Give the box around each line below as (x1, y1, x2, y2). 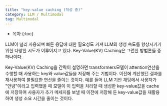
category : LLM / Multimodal (5, 12, 64, 17)
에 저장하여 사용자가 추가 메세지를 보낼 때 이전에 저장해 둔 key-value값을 (5, 89, 146, 95)
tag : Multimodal (5, 16, 39, 21)
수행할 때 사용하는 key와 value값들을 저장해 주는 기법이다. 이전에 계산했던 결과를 (5, 71, 162, 77)
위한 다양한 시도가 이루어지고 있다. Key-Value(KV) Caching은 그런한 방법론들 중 (5, 48, 161, 54)
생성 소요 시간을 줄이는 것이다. (14, 96, 73, 102)
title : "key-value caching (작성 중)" (5, 7, 83, 12)
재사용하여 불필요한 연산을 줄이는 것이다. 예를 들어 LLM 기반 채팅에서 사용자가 (5, 77, 157, 83)
